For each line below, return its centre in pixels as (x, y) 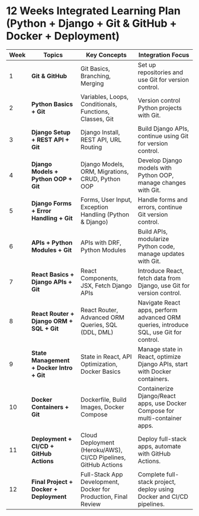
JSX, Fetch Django (106, 286)
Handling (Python (105, 214)
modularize (153, 239)
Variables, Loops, (105, 97)
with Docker (155, 371)
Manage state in (160, 349)
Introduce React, (161, 271)
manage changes (162, 182)
